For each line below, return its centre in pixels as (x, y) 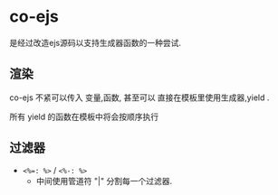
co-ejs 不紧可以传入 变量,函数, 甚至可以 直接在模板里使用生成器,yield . (139, 97)
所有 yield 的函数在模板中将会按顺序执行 (84, 116)
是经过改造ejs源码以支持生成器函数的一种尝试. (95, 42)
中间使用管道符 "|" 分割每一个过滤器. (104, 181)
